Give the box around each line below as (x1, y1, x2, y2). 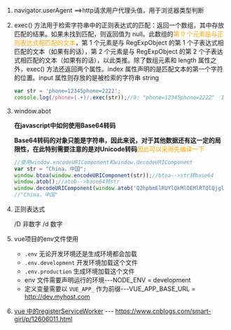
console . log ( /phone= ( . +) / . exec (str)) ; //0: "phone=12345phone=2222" (13, 94, 216, 101)
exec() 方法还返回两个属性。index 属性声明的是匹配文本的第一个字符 (26, 65, 223, 73)
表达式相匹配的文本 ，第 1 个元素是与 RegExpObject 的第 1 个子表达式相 (20, 39, 224, 47)
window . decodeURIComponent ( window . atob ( (13, 185, 134, 192)
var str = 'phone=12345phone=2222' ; (13, 88, 121, 95)
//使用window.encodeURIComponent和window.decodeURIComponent (13, 158, 193, 166)
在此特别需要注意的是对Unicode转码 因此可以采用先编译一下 (32, 144, 205, 153)
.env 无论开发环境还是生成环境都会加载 (24, 249, 138, 258)
